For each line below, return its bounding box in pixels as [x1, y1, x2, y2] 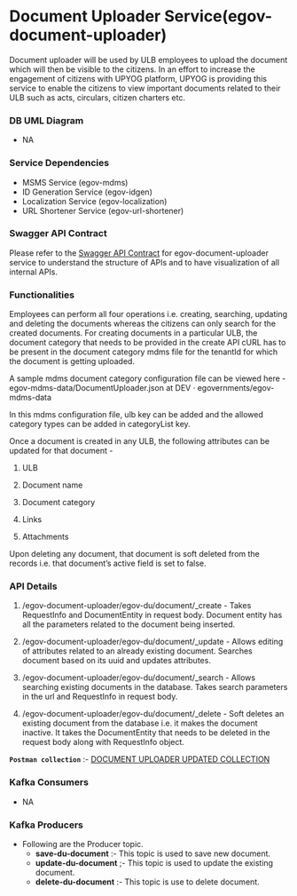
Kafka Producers [9, 819, 84, 831]
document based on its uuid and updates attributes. [21, 655, 211, 666]
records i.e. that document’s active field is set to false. [9, 558, 207, 569]
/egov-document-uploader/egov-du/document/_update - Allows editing [21, 637, 284, 647]
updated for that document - [9, 446, 113, 456]
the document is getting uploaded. [9, 356, 136, 367]
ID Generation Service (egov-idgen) [21, 186, 152, 197]
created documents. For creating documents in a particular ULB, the [9, 328, 258, 338]
